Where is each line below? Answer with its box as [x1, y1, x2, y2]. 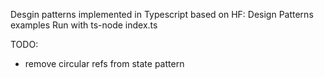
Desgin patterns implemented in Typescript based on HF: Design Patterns [10, 9, 314, 20]
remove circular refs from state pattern [24, 58, 185, 69]
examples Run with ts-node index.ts [10, 19, 158, 31]
